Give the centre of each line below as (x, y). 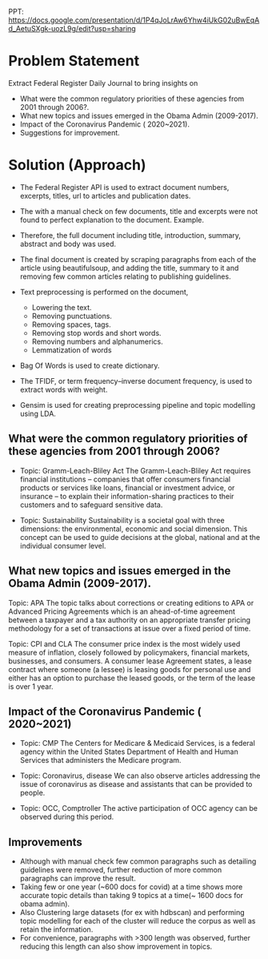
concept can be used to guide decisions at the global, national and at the (140, 537)
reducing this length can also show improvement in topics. (116, 947)
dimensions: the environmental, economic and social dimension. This (134, 529)
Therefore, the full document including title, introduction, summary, (130, 235)
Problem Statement (74, 61)
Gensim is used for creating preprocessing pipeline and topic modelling (138, 405)
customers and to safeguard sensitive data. (91, 505)
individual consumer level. (63, 546)
